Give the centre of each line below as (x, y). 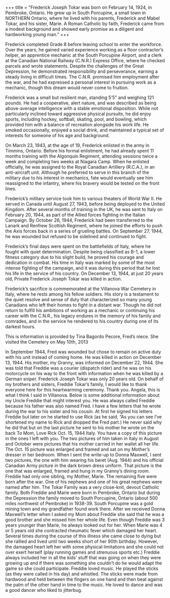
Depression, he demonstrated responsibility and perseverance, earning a (82, 71)
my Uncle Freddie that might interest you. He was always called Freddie (80, 400)
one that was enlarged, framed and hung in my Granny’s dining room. (78, 471)
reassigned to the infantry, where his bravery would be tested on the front (82, 183)
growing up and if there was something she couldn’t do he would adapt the (84, 563)
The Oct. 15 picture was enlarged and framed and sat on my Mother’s (78, 449)
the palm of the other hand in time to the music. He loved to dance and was (84, 585)
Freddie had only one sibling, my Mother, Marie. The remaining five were (81, 476)
